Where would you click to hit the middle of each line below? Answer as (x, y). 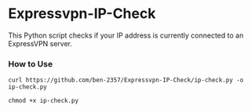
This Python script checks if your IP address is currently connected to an (126, 35)
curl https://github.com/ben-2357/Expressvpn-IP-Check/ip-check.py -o (126, 80)
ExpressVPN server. (40, 43)
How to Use (31, 63)
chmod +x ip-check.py (44, 101)
